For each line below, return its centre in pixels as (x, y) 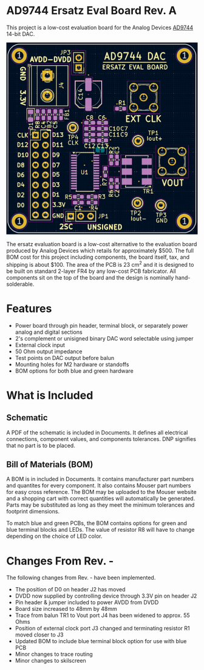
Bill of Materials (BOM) (50, 464)
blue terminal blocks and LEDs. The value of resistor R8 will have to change (100, 530)
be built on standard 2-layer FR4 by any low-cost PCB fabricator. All (91, 271)
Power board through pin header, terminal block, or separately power (101, 325)
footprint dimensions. (33, 512)
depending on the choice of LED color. (54, 536)
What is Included (50, 395)
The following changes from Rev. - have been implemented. (81, 578)
